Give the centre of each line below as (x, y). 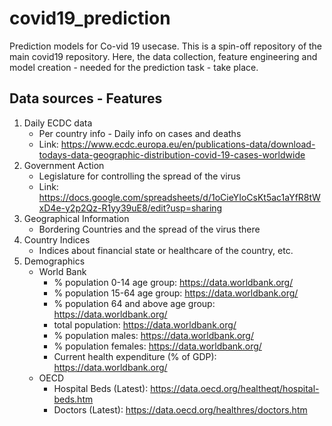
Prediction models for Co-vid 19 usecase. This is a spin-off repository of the (166, 46)
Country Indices (57, 239)
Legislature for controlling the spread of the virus (139, 176)
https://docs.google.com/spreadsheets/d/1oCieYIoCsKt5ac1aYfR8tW (179, 197)
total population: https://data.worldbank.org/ (145, 324)
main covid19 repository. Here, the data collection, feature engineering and (163, 56)
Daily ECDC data (58, 123)
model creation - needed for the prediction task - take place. (134, 67)
